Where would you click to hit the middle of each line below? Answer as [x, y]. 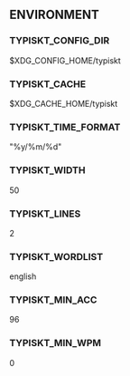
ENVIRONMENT [54, 15]
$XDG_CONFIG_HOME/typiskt [65, 60]
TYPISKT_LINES [45, 214]
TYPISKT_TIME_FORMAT [65, 127]
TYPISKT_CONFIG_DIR [60, 41]
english [23, 276]
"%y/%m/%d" [36, 147]
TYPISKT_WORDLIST [56, 256]
